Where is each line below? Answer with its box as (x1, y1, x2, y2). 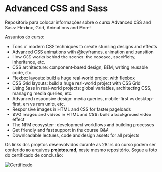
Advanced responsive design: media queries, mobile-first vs (12, 95, 135, 101)
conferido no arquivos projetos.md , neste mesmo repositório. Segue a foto (5, 147, 157, 153)
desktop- (135, 95, 154, 101)
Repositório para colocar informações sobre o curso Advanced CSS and (5, 19, 151, 25)
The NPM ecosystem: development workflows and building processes (12, 121, 154, 128)
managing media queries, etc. (12, 90, 73, 96)
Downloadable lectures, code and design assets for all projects (12, 132, 140, 138)
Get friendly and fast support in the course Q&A (12, 127, 109, 133)
